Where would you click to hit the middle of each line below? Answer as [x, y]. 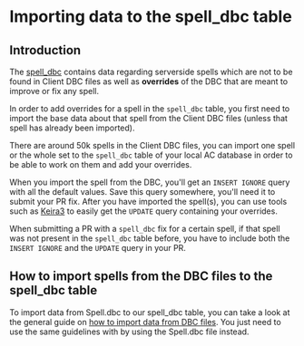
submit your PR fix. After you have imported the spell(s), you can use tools [148, 202]
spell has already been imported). [72, 128]
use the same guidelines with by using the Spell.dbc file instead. [129, 332]
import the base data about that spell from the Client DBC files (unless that [149, 118]
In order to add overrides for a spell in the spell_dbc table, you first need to [150, 109]
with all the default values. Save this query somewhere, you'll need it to [142, 192]
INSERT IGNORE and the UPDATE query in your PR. [98, 248]
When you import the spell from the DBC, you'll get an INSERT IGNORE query [150, 182]
